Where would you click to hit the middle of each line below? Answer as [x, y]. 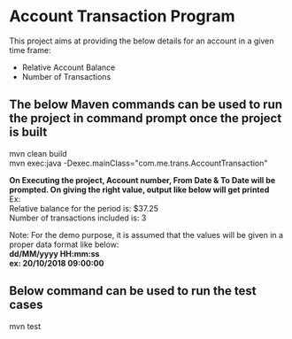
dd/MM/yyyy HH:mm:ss [54, 253]
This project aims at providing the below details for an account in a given [142, 41]
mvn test [25, 326]
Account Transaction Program [122, 16]
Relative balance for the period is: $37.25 [84, 208]
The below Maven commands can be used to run [146, 105]
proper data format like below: [64, 244]
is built [28, 132]
